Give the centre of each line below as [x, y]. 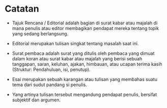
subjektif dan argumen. [36, 100]
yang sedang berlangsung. [40, 33]
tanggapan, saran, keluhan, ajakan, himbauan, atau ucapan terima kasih [87, 64]
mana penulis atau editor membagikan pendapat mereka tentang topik [86, 28]
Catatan [22, 9]
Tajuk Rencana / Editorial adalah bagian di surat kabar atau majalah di [85, 23]
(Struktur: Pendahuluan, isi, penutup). [51, 69]
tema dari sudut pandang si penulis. [49, 85]
